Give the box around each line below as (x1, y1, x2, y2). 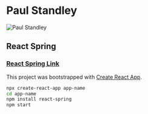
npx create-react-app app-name (6, 85, 86, 91)
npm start (6, 102, 32, 108)
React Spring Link (6, 59, 59, 68)
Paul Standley (6, 4, 78, 18)
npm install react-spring (6, 96, 72, 102)
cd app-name (6, 90, 36, 97)
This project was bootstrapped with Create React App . (6, 73, 143, 81)
